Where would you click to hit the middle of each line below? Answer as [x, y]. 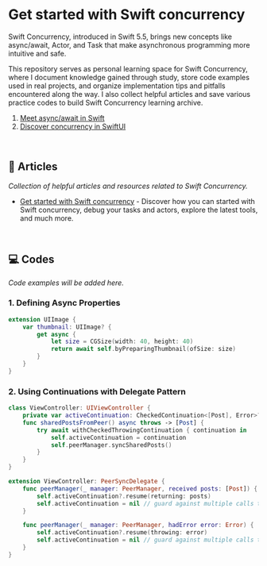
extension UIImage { [43, 319]
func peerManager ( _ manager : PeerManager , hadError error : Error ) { [138, 526]
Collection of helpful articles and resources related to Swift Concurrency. [128, 186]
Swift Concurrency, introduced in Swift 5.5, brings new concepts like [120, 37]
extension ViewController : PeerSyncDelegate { [87, 482]
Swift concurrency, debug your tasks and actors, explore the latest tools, [139, 210]
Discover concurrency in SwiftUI [73, 126]
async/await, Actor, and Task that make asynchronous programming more [129, 44]
